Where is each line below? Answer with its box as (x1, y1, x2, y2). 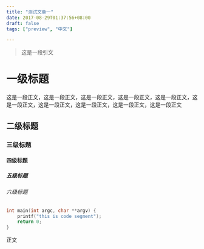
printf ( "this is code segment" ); (17, 213, 102, 219)
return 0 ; (17, 219, 42, 225)
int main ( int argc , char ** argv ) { (6, 208, 97, 214)
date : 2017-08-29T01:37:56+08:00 (6, 15, 91, 21)
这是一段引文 (21, 49, 53, 56)
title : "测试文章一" (6, 9, 53, 15)
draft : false (6, 20, 39, 26)
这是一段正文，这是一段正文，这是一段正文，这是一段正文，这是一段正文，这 (6, 94, 198, 101)
